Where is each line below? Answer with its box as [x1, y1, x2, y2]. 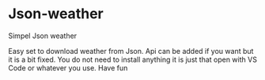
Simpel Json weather [8, 31, 78, 40]
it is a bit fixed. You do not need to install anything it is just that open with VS [8, 55, 257, 64]
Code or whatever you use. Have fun [8, 63, 128, 72]
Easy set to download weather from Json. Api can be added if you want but [8, 46, 254, 55]
